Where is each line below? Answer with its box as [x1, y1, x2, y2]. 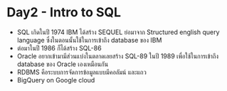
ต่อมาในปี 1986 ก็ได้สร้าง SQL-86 [16, 43, 102, 52]
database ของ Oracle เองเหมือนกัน [16, 60, 108, 68]
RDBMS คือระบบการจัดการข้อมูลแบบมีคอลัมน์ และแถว [16, 68, 147, 76]
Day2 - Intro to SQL [6, 4, 122, 21]
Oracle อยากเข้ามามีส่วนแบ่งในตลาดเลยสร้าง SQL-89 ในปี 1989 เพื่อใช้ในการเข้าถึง [16, 51, 218, 60]
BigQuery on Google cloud [16, 75, 95, 84]
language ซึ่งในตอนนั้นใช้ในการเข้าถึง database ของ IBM [16, 36, 162, 44]
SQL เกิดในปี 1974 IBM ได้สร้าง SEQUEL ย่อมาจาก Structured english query [16, 28, 220, 36]
